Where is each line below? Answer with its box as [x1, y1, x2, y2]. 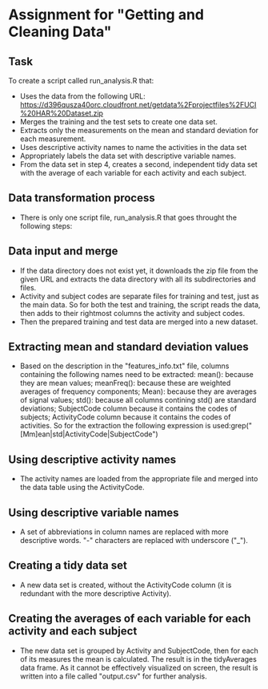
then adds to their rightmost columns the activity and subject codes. [19, 308, 246, 318]
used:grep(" [212, 421, 252, 431]
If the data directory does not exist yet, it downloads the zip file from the [19, 265, 258, 275]
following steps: [19, 221, 73, 230]
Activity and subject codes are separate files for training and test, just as [19, 291, 259, 301]
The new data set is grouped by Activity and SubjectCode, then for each [19, 646, 258, 655]
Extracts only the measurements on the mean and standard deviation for [19, 126, 258, 135]
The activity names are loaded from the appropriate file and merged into [19, 474, 258, 484]
